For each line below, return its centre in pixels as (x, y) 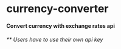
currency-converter (57, 9)
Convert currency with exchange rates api (61, 25)
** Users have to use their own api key (55, 40)
